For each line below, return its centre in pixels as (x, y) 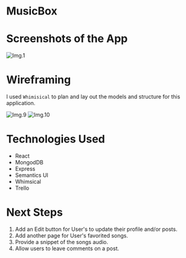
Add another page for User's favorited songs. (72, 235)
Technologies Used (56, 139)
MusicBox (32, 11)
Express (25, 169)
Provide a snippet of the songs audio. (62, 242)
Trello (22, 188)
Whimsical (28, 182)
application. (21, 103)
